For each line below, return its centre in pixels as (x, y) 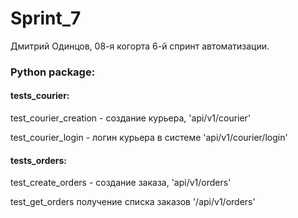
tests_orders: (39, 160)
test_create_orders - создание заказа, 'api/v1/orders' (121, 183)
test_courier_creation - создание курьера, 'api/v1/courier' (131, 118)
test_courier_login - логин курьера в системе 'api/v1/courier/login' (149, 138)
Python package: (53, 72)
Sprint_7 (46, 18)
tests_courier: (40, 96)
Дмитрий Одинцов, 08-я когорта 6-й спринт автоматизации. (140, 46)
